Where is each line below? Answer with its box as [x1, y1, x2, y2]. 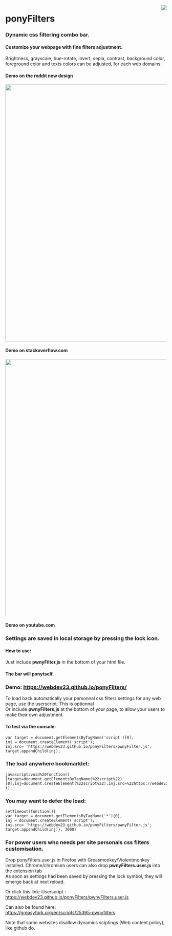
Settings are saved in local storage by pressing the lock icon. [5, 635, 160, 642]
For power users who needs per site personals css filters [5, 839, 149, 846]
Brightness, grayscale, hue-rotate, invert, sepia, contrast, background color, [5, 56, 165, 62]
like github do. [5, 925, 35, 931]
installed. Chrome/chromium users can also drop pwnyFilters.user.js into [5, 862, 160, 869]
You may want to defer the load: [5, 797, 86, 804]
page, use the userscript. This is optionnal [5, 701, 94, 707]
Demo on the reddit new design [5, 72, 73, 79]
